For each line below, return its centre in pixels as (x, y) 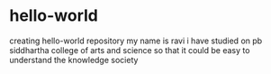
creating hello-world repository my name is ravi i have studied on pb (136, 41)
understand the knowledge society (74, 60)
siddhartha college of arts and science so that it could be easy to (130, 50)
